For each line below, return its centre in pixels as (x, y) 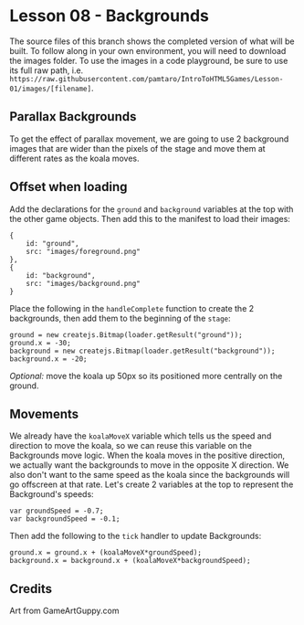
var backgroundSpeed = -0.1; (65, 519)
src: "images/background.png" (84, 283)
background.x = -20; (49, 359)
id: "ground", (52, 243)
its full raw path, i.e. (47, 70)
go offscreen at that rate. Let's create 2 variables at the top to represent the (152, 484)
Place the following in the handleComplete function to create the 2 (132, 308)
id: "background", (61, 275)
